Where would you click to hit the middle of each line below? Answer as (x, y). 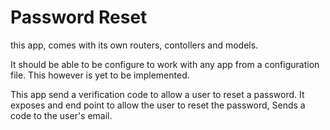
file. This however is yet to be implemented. (100, 75)
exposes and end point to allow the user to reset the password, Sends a (158, 105)
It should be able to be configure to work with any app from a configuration (165, 64)
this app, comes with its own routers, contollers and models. (134, 45)
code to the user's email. (61, 115)
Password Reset (79, 17)
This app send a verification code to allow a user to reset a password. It (157, 94)
